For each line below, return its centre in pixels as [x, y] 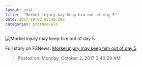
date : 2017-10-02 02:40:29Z [35, 19]
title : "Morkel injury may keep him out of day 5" [61, 15]
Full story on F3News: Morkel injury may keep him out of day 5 [71, 48]
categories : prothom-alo [32, 24]
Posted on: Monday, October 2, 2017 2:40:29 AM [69, 58]
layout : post [19, 10]
